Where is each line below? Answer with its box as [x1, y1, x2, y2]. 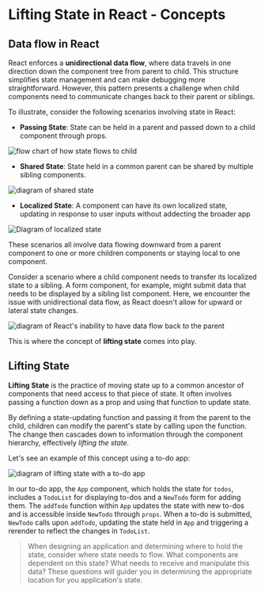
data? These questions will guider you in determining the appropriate [27, 567, 252, 576]
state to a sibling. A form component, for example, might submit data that [8, 281, 247, 290]
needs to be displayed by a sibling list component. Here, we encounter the [8, 289, 251, 298]
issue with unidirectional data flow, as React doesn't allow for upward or [8, 297, 243, 307]
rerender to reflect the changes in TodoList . [8, 525, 150, 536]
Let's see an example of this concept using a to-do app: [8, 453, 191, 463]
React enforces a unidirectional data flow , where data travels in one [8, 58, 232, 67]
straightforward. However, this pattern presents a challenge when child [8, 83, 240, 93]
